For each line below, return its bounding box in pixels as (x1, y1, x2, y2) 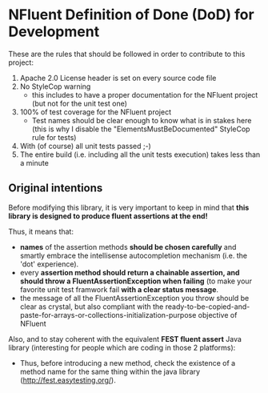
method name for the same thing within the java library (19, 367, 201, 376)
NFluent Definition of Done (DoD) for (8, 6, 254, 24)
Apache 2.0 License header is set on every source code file (19, 73, 217, 82)
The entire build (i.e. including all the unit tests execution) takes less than (19, 150, 261, 159)
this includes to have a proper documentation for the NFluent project (31, 90, 258, 99)
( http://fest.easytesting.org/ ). (19, 375, 116, 385)
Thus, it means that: (8, 227, 74, 236)
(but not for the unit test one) (31, 98, 128, 108)
